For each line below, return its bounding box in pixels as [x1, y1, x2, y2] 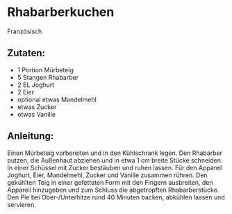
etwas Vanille [17, 110, 56, 118]
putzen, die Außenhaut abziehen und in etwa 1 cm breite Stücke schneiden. [7, 156, 223, 164]
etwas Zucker [17, 102, 57, 111]
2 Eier [17, 88, 35, 96]
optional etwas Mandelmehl [17, 95, 97, 104]
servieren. [7, 200, 36, 208]
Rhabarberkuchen [7, 4, 115, 20]
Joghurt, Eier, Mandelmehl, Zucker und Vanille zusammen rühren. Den [7, 171, 208, 179]
